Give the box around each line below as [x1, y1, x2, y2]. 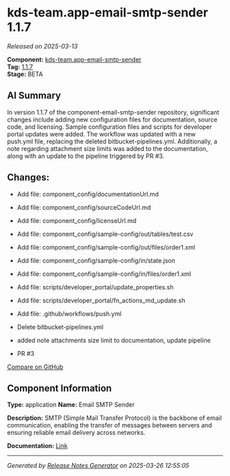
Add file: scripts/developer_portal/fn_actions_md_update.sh [16, 296, 186, 305]
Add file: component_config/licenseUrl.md [16, 216, 137, 224]
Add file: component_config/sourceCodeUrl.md [16, 203, 151, 211]
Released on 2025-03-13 [7, 42, 78, 50]
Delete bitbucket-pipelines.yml [16, 322, 104, 331]
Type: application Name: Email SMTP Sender [7, 401, 135, 409]
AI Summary [7, 90, 62, 102]
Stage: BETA [7, 70, 43, 78]
